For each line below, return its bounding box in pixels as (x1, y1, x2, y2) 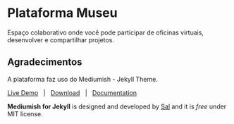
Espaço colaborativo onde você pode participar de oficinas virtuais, (7, 28, 204, 37)
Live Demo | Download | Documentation (7, 88, 137, 97)
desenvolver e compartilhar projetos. (7, 35, 115, 44)
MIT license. (7, 109, 44, 118)
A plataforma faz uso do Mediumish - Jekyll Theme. (7, 75, 159, 83)
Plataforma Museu (7, 5, 118, 21)
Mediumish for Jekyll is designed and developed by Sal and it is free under (7, 102, 227, 111)
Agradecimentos (7, 56, 82, 68)
